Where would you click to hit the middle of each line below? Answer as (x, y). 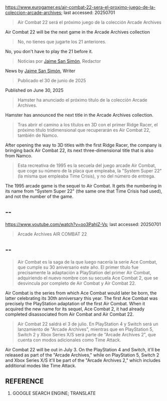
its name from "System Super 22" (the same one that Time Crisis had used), (84, 191)
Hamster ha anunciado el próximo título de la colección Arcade (82, 100)
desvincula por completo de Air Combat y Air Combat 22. (77, 283)
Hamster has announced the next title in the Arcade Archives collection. (79, 115)
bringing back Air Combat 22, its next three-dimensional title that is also (79, 150)
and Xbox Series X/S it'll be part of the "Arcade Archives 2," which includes (83, 360)
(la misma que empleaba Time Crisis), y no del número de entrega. (86, 176)
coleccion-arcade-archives (33, 13)
